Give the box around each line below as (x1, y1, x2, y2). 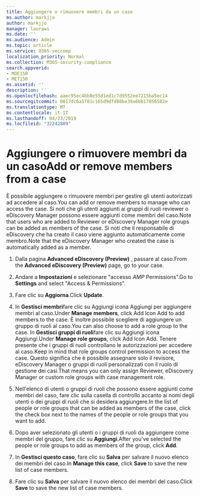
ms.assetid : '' (6, 82, 44, 88)
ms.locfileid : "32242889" (6, 121, 71, 127)
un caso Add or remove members (6, 160, 173, 174)
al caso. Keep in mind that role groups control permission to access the (14, 348, 190, 356)
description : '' (6, 87, 47, 93)
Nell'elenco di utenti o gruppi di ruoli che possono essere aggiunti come (14, 385, 193, 392)
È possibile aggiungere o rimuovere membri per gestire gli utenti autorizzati (6, 192, 193, 199)
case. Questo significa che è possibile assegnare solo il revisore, (14, 354, 175, 362)
